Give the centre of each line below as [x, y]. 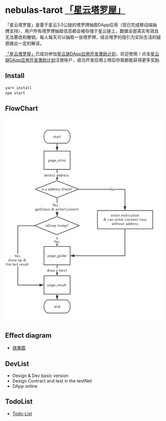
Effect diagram [28, 335]
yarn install [19, 88]
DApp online [25, 386]
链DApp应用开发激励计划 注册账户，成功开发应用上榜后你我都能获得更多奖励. [83, 60]
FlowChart [21, 108]
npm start [15, 93]
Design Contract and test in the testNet [52, 381]
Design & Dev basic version [40, 376]
